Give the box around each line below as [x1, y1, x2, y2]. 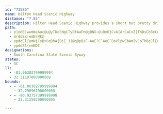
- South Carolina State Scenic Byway [9, 52, 86, 57]
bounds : [5, 79, 21, 84]
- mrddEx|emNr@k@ [9, 34, 45, 39]
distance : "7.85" [5, 16, 40, 21]
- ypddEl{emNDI [9, 43, 40, 48]
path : [5, 25, 16, 30]
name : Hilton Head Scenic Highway [5, 12, 75, 16]
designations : [5, 48, 34, 52]
